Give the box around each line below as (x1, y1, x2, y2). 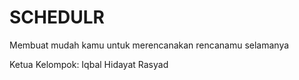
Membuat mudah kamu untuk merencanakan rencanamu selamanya (9, 39, 290, 51)
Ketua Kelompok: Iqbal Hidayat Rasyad (9, 58, 169, 70)
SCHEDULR (9, 6, 105, 29)
